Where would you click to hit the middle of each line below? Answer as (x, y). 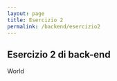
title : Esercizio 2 (35, 20)
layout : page (26, 13)
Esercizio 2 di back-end (59, 54)
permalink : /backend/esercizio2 (54, 26)
